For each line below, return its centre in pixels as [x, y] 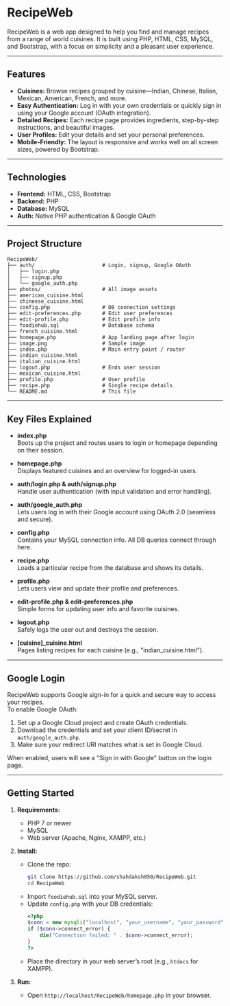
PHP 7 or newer [49, 823]
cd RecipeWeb [46, 883]
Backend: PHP [38, 201]
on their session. [40, 450]
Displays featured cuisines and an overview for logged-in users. [107, 471]
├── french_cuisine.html [42, 332]
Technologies [37, 178]
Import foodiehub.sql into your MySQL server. [92, 896]
